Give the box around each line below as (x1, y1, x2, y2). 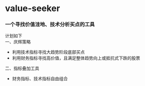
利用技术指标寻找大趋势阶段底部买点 (12, 49, 85, 55)
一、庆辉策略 (5, 39, 31, 45)
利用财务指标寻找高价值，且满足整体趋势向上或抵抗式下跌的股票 (12, 55, 140, 61)
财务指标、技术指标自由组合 (12, 76, 68, 82)
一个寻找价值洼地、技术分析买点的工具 (5, 21, 95, 28)
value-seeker (5, 3, 60, 14)
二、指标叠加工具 (5, 66, 39, 72)
